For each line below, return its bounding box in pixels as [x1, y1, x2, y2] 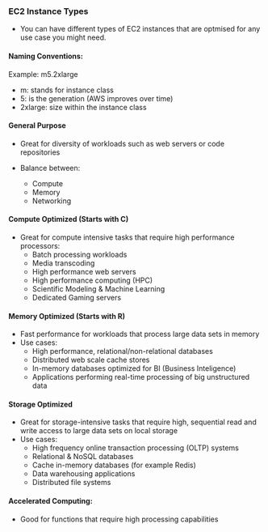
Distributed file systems [31, 478, 111, 487]
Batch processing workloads [31, 249, 128, 259]
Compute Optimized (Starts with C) [8, 215, 129, 224]
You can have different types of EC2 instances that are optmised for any [19, 24, 261, 34]
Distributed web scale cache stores [31, 355, 150, 365]
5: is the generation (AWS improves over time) [19, 93, 174, 103]
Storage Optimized [8, 399, 73, 409]
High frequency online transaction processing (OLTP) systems [31, 443, 240, 453]
